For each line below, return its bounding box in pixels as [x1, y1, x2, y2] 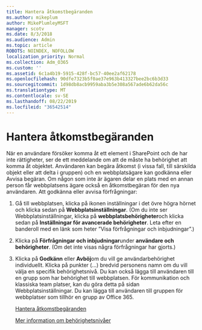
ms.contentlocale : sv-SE [6, 93, 69, 99]
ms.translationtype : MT [6, 87, 66, 93]
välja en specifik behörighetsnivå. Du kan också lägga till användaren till [14, 268, 194, 275]
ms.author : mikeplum [6, 14, 58, 20]
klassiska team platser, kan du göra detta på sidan [14, 281, 140, 288]
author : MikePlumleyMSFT [6, 20, 69, 26]
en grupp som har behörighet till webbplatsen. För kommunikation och [14, 275, 190, 282]
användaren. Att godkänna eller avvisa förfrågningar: [6, 188, 137, 196]
